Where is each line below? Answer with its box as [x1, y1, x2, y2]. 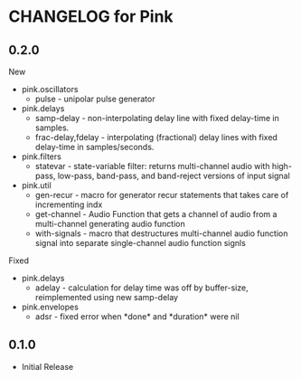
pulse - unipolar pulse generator [34, 93, 155, 104]
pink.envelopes [21, 301, 79, 312]
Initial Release [21, 361, 74, 372]
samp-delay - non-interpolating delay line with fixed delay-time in [34, 113, 279, 123]
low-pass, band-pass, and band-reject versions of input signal [57, 170, 290, 181]
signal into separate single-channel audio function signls [34, 238, 246, 248]
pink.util [21, 180, 52, 191]
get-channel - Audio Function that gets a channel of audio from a [34, 209, 277, 219]
